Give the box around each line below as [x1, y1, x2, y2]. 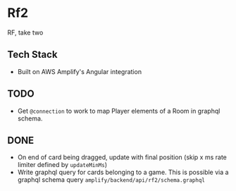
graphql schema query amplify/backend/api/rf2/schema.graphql [17, 175, 206, 184]
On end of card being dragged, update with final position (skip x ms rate [17, 153, 228, 161]
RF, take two [7, 28, 44, 37]
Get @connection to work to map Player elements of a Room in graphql [17, 106, 221, 115]
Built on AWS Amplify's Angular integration [17, 67, 142, 75]
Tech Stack [7, 49, 58, 61]
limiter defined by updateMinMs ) [17, 161, 108, 169]
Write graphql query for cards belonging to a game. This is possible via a [17, 168, 229, 177]
